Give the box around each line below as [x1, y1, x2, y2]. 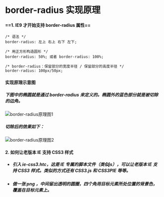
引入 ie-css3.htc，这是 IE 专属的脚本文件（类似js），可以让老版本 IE [12, 161, 152, 167]
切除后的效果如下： [5, 123, 45, 129]
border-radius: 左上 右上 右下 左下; [5, 40, 77, 45]
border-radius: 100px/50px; [5, 68, 63, 73]
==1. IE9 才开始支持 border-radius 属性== [5, 22, 91, 28]
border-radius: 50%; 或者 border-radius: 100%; [5, 54, 104, 59]
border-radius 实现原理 [5, 4, 101, 16]
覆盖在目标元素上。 [12, 187, 52, 193]
